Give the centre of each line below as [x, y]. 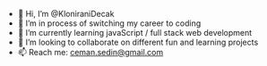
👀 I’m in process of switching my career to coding [109, 23]
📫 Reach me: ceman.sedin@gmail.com [90, 52]
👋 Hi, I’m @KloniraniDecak [66, 14]
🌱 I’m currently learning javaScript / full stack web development [135, 33]
